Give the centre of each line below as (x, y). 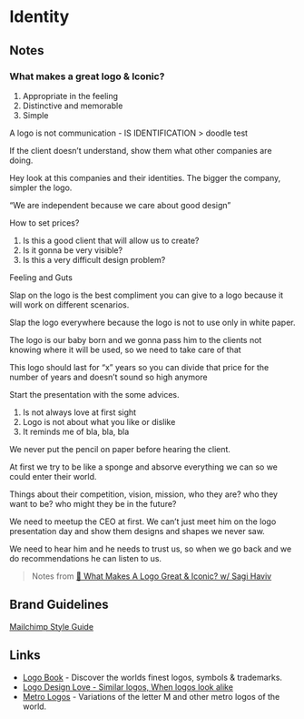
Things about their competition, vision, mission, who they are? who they (144, 494)
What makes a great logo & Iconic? (87, 76)
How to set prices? (44, 223)
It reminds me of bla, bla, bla (76, 431)
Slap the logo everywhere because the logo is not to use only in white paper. (152, 322)
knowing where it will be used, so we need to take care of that (126, 349)
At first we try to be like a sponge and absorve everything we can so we (144, 467)
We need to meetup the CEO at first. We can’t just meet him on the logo (143, 522)
